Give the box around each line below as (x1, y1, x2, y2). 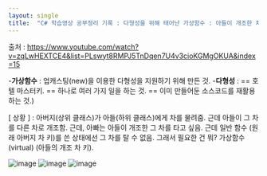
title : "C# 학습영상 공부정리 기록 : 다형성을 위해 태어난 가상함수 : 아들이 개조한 (8, 19, 253, 27)
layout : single (8, 11, 59, 20)
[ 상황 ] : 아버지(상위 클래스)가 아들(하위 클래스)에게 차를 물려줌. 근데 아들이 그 (8, 112, 251, 122)
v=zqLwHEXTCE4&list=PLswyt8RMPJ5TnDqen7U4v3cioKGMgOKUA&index (8, 51, 257, 61)
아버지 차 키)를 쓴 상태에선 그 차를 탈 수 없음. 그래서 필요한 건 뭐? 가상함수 (16, 132, 245, 142)
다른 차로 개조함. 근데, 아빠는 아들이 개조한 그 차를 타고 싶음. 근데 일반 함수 (16, 123, 248, 132)
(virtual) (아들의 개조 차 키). (8, 143, 94, 152)
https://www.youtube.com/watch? (26, 41, 139, 52)
